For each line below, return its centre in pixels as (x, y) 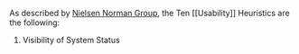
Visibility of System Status (71, 40)
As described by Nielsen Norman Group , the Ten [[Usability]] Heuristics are (150, 13)
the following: (35, 22)
